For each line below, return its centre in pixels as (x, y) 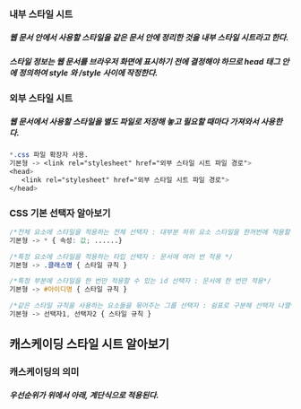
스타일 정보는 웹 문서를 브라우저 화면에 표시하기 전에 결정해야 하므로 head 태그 (145, 61)
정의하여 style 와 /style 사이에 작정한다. (88, 73)
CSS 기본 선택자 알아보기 (60, 213)
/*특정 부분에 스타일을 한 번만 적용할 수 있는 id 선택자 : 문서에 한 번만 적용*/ (140, 281)
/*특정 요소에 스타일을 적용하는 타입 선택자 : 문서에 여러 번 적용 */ (121, 257)
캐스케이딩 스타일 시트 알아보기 (90, 344)
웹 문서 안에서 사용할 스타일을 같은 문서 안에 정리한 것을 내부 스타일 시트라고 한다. (149, 37)
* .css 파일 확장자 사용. (49, 155)
